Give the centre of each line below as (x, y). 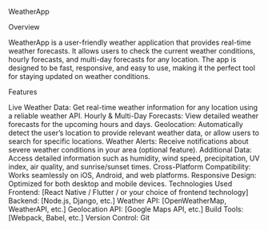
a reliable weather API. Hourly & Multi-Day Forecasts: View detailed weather (134, 116)
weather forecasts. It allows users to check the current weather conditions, (132, 51)
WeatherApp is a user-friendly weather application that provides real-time (130, 42)
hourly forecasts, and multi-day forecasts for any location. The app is (122, 59)
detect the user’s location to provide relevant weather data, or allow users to (134, 133)
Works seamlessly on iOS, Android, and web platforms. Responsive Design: (132, 175)
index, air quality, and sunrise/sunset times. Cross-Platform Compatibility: (130, 167)
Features (23, 92)
